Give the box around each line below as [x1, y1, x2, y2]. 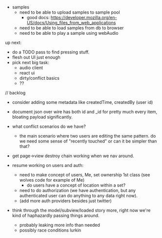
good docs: [26, 15, 50, 20]
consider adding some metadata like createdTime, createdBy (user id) [12, 99, 153, 105]
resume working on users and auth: [12, 163, 84, 168]
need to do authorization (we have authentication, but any [19, 188, 136, 193]
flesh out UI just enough [12, 54, 61, 60]
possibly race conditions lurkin [19, 227, 81, 233]
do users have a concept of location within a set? [26, 182, 126, 188]
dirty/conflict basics [19, 75, 60, 81]
